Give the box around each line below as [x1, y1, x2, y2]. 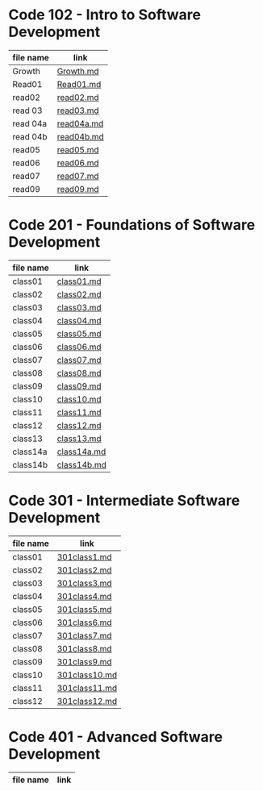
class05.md [56, 328, 102, 339]
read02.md [56, 91, 99, 102]
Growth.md [56, 65, 99, 77]
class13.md [56, 433, 102, 444]
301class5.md [56, 603, 112, 614]
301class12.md [56, 695, 118, 706]
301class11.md [56, 682, 118, 693]
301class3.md [56, 577, 112, 589]
